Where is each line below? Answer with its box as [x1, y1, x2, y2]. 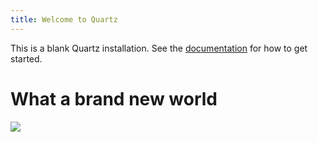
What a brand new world [10, 87, 218, 110]
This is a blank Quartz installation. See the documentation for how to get [10, 42, 308, 54]
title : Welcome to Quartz [10, 14, 118, 25]
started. [10, 52, 43, 65]
